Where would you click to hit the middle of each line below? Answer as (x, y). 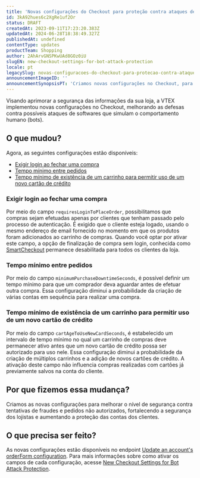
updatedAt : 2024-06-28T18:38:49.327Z (53, 34)
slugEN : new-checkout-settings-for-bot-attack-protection (79, 61)
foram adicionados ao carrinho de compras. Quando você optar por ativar (97, 237)
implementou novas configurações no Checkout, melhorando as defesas (95, 107)
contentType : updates (33, 45)
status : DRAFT (24, 23)
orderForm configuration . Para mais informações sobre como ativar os (93, 456)
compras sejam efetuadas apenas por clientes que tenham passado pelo (95, 218)
